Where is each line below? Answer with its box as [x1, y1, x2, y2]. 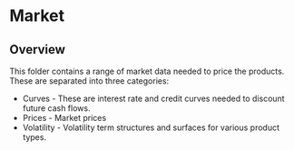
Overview [9, 42, 66, 57]
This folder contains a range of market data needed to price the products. [9, 65, 285, 76]
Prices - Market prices [22, 113, 107, 123]
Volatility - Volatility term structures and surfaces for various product [22, 122, 279, 133]
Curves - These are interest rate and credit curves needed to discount [22, 93, 285, 104]
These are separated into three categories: [9, 75, 170, 86]
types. [22, 132, 47, 142]
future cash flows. [22, 103, 91, 114]
